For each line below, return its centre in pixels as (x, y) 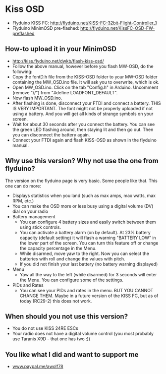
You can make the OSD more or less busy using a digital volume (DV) (83, 206)
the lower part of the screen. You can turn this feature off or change (89, 243)
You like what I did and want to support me (72, 354)
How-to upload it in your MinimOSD (61, 49)
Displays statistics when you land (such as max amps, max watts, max (84, 195)
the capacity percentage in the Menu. (58, 248)
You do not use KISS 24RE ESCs (45, 328)
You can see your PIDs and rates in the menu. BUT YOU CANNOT (86, 290)
